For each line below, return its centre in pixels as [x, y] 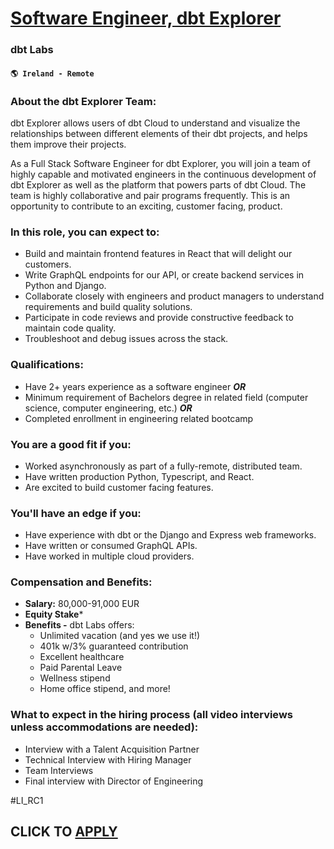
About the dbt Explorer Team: [83, 101]
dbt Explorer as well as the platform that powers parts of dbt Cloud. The [158, 185]
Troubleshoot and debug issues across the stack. [126, 339]
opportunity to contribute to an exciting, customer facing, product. [146, 206]
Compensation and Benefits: [81, 582]
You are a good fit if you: [71, 444]
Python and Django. [65, 286]
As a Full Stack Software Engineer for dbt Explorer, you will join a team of [160, 163]
